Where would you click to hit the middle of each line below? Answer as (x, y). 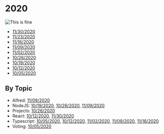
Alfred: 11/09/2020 (31, 100)
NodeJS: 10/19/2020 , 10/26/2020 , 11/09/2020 (58, 105)
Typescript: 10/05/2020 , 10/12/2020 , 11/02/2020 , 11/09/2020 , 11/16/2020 (85, 121)
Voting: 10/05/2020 (32, 126)
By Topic (19, 89)
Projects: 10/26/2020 (34, 111)
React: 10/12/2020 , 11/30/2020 (43, 116)
